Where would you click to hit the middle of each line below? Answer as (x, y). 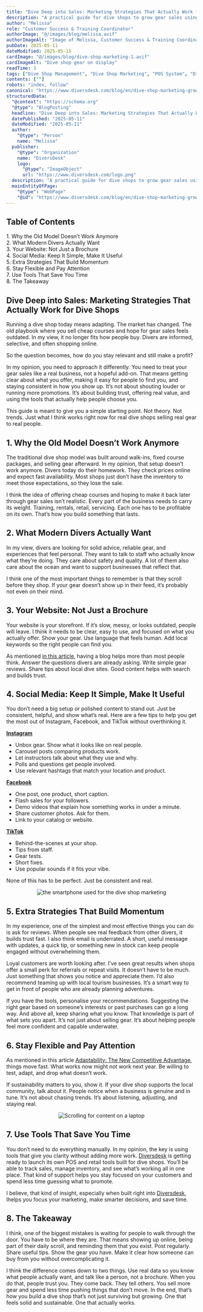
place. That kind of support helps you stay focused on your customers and (99, 1175)
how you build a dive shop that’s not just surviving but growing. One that (96, 1296)
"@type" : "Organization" (48, 152)
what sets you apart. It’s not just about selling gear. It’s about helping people (101, 1020)
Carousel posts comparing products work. (67, 752)
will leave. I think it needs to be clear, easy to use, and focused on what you (100, 631)
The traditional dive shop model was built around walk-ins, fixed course (95, 457)
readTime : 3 (21, 68)
